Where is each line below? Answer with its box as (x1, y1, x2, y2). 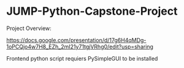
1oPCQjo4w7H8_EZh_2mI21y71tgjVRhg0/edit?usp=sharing (6, 43, 153, 50)
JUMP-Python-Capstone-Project (6, 4, 178, 18)
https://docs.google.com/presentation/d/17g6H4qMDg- (6, 36, 147, 43)
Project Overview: (6, 25, 52, 32)
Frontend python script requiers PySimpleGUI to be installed (6, 55, 158, 62)
